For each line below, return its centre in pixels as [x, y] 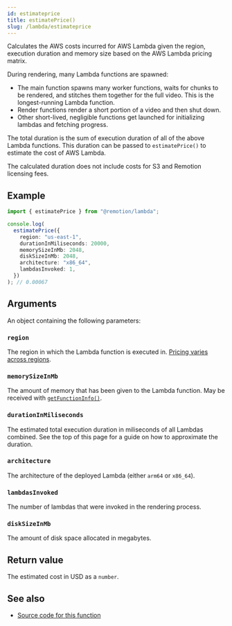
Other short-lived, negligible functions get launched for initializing [111, 117]
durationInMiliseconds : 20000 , [65, 244]
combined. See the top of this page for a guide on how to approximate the [113, 437]
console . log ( [26, 224]
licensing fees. [28, 174]
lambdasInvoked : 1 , [48, 269]
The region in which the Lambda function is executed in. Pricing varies [108, 352]
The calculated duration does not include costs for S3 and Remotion [105, 167]
